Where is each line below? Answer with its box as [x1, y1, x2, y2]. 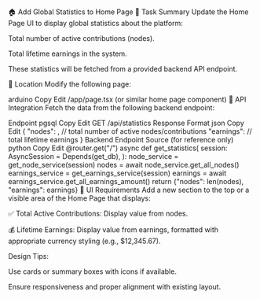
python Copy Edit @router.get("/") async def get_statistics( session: [8, 143, 228, 153]
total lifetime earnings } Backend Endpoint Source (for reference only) [8, 135, 234, 144]
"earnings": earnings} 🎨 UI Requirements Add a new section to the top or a [8, 185, 250, 194]
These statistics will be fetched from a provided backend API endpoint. [8, 65, 238, 73]
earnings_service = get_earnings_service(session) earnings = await [8, 168, 227, 178]
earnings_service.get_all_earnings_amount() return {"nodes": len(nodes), [8, 177, 244, 186]
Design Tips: [8, 252, 49, 260]
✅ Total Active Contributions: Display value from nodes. [8, 209, 189, 218]
